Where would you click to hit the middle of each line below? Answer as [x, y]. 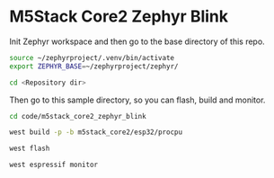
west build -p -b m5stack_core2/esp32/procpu [96, 132]
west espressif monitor [54, 165]
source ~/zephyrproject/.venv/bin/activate [92, 58]
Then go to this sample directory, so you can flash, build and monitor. [137, 100]
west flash [30, 149]
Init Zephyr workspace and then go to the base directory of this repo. [137, 41]
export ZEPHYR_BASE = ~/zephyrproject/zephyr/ [94, 66]
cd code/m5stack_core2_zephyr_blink [78, 116]
